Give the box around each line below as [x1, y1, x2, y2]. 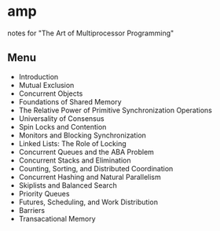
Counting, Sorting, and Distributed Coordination [18, 163, 174, 173]
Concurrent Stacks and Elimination [18, 156, 131, 165]
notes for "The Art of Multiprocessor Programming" [7, 28, 174, 38]
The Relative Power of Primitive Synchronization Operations [18, 105, 213, 115]
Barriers [18, 205, 45, 214]
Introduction [18, 71, 59, 81]
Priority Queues [18, 189, 70, 198]
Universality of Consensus [18, 113, 104, 123]
